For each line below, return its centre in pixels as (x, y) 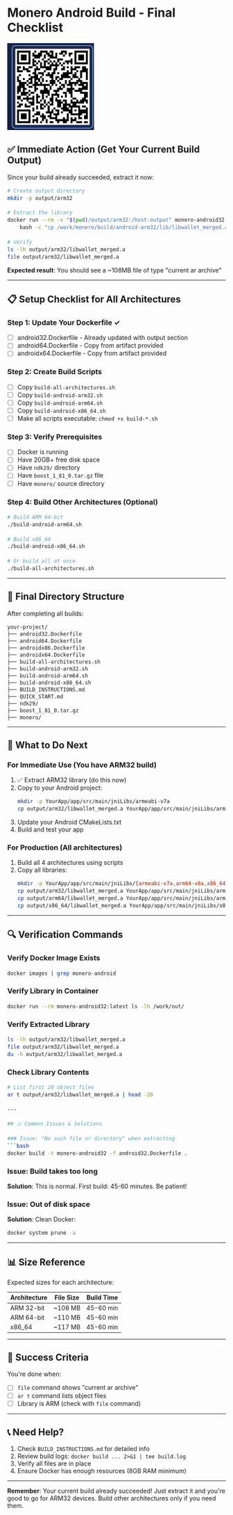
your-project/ (28, 627)
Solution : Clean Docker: (42, 1220)
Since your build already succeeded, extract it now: (81, 177)
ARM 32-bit (27, 1308)
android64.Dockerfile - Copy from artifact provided (90, 346)
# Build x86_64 (29, 539)
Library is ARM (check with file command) (79, 1403)
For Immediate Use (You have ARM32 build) (82, 765)
